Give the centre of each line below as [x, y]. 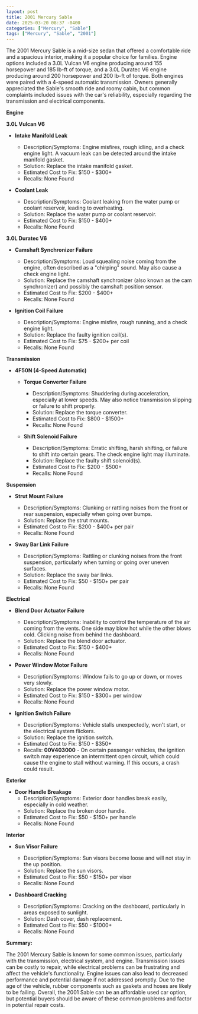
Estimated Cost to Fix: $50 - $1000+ [68, 925]
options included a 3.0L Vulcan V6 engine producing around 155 [84, 64]
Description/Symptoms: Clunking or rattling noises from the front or [106, 508]
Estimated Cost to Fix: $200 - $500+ [77, 467]
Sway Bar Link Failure [42, 544]
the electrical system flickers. [59, 731]
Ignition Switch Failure [43, 714]
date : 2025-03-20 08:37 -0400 [43, 23]
